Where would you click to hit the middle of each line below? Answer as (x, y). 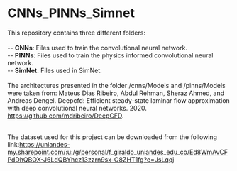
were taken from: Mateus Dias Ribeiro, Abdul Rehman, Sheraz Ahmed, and (116, 93)
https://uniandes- (44, 144)
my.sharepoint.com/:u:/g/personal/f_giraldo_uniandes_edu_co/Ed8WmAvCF (118, 152)
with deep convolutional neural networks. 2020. (77, 108)
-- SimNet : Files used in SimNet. (55, 70)
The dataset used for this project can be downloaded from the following (112, 137)
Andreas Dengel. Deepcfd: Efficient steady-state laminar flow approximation (119, 100)
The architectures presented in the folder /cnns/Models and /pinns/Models (116, 85)
